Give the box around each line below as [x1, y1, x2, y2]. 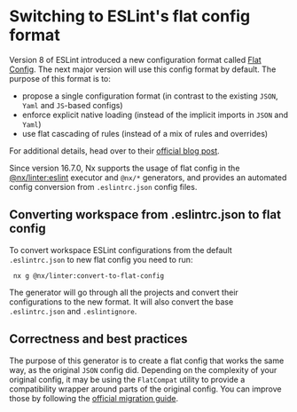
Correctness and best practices [9, 331, 188, 347]
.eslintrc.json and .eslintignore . [9, 305, 137, 316]
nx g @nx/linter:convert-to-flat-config [12, 271, 165, 281]
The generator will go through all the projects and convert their [9, 287, 239, 297]
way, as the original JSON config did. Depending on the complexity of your [9, 364, 277, 375]
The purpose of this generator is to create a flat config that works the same [9, 355, 285, 366]
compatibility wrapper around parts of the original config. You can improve [9, 384, 282, 394]
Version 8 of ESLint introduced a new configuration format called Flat [9, 54, 262, 65]
